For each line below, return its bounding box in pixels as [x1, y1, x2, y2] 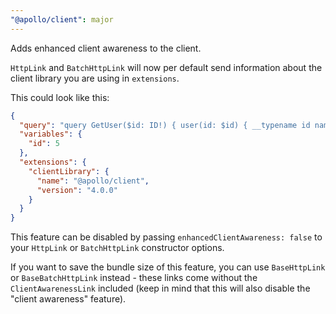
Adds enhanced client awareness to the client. [10, 42, 202, 54]
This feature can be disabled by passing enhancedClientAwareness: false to [10, 231, 323, 243]
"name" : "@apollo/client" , [36, 176, 150, 186]
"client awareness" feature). [10, 293, 127, 305]
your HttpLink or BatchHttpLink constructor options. [10, 242, 225, 254]
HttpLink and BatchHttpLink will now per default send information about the [10, 61, 323, 73]
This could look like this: [10, 91, 110, 103]
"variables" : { [19, 129, 83, 140]
